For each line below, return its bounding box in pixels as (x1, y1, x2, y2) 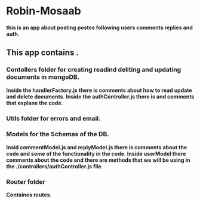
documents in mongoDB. (6, 73, 80, 81)
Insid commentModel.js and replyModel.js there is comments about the (6, 143, 187, 150)
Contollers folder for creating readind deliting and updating (6, 66, 181, 74)
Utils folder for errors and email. (6, 114, 101, 122)
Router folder (6, 177, 46, 186)
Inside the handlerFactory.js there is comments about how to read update (6, 87, 192, 94)
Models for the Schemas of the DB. (6, 130, 109, 139)
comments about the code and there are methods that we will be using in (6, 156, 190, 164)
